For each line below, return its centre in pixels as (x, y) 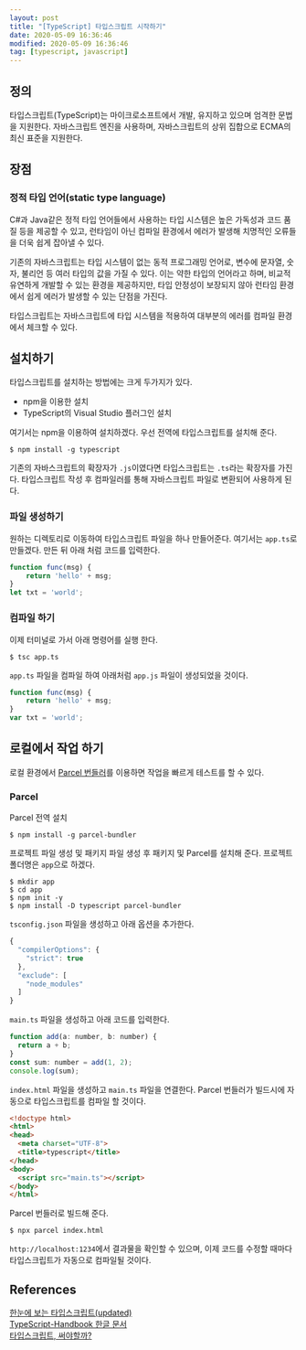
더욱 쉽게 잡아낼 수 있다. (62, 242)
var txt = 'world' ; (47, 718)
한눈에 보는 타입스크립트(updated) (71, 1312)
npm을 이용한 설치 (56, 402)
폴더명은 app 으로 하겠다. (53, 864)
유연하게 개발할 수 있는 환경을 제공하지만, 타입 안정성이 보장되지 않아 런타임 (143, 284)
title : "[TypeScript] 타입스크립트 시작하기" (88, 27)
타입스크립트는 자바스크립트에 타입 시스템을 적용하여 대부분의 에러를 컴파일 (142, 316)
